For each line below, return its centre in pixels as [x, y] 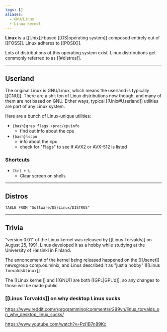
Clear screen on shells [43, 176]
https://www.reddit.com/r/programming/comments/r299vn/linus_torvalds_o [83, 309]
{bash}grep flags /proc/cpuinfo [46, 126]
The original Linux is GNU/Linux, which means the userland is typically [77, 91]
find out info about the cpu [47, 131]
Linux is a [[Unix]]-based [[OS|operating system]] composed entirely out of [83, 38]
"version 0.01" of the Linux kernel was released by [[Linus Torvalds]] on [79, 239]
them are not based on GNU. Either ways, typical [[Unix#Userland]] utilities [82, 101]
